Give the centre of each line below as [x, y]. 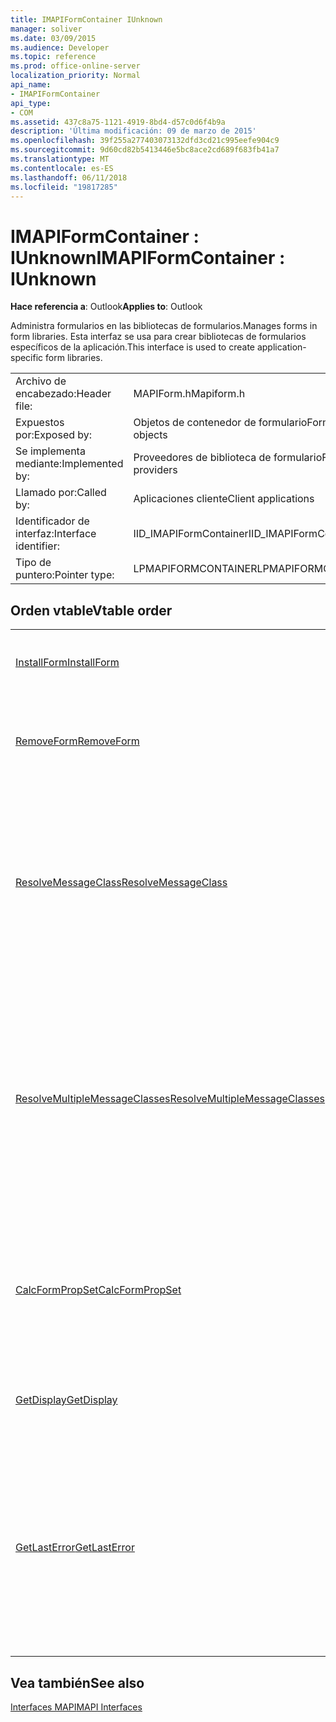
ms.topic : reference [53, 57]
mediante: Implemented [69, 464]
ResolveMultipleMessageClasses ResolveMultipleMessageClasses [170, 1099]
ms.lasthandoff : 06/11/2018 [69, 177]
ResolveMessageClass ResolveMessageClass [121, 883]
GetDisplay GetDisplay [66, 1400]
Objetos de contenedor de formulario [220, 423]
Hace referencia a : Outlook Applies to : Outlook [106, 307]
